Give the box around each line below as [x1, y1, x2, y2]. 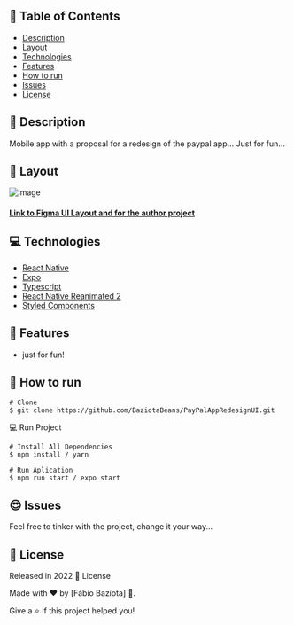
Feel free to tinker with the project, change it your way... [9, 521, 213, 532]
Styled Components [21, 300, 96, 310]
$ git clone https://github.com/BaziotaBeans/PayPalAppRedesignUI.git [9, 406, 275, 415]
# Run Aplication [9, 466, 73, 475]
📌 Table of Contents [9, 9, 120, 24]
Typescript [21, 281, 62, 292]
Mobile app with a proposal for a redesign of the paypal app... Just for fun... [9, 138, 286, 149]
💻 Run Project [9, 422, 62, 433]
